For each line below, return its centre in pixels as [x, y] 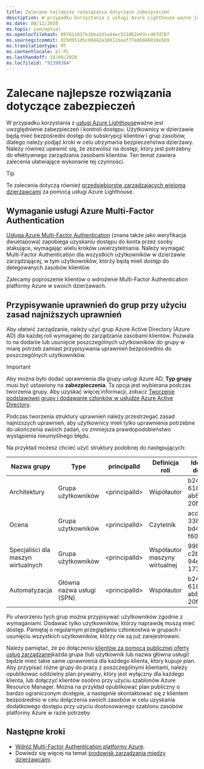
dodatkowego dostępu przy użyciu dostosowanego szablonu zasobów [95, 706]
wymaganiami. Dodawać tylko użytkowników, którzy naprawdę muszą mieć [101, 623]
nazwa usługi [77, 590]
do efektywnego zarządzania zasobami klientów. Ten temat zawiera [91, 155]
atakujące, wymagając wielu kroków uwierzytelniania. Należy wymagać [96, 248]
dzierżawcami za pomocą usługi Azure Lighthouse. [70, 192]
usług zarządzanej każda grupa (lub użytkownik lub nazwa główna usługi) [98, 654]
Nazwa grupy [31, 467]
